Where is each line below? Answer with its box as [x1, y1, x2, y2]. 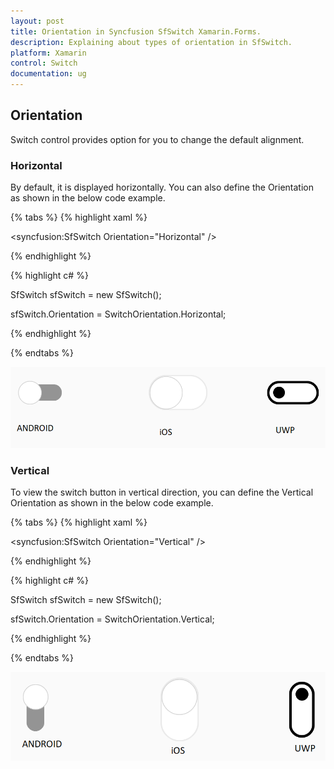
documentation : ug [10, 69, 87, 79]
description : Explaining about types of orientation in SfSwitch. [10, 37, 293, 47]
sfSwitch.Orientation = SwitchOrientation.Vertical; [10, 613, 215, 625]
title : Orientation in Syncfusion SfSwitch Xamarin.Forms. [10, 26, 262, 37]
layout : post [10, 16, 65, 26]
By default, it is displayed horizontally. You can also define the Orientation [10, 181, 314, 194]
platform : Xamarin [10, 48, 87, 58]
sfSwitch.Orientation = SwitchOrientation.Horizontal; [10, 308, 227, 320]
